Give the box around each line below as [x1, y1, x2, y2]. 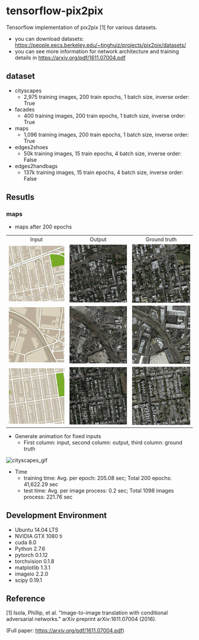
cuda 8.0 [14, 539, 37, 546]
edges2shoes [14, 143, 49, 150]
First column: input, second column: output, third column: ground [23, 439, 182, 446]
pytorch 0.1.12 [14, 551, 49, 558]
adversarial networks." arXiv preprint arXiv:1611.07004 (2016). [6, 616, 157, 623]
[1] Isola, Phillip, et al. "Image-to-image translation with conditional [6, 609, 168, 616]
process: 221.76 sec [23, 493, 73, 500]
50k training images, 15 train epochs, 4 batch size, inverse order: [23, 150, 182, 157]
